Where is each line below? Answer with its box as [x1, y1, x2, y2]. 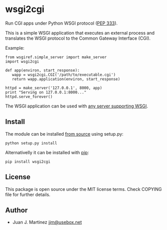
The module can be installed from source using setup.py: [5, 131, 124, 137]
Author [5, 206, 28, 214]
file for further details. [5, 191, 51, 197]
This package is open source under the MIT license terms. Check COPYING [5, 186, 162, 192]
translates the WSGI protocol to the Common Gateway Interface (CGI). [5, 35, 151, 41]
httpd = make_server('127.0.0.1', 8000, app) [5, 85, 102, 90]
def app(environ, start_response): [5, 68, 80, 73]
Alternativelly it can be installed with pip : [5, 149, 89, 155]
